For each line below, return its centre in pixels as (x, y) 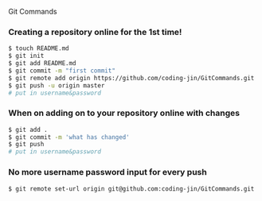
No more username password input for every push (108, 172)
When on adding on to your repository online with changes (124, 113)
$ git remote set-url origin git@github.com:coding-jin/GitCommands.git (131, 189)
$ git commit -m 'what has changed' (69, 137)
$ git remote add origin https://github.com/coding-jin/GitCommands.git (131, 78)
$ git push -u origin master (57, 85)
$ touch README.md (39, 48)
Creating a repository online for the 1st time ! (95, 32)
